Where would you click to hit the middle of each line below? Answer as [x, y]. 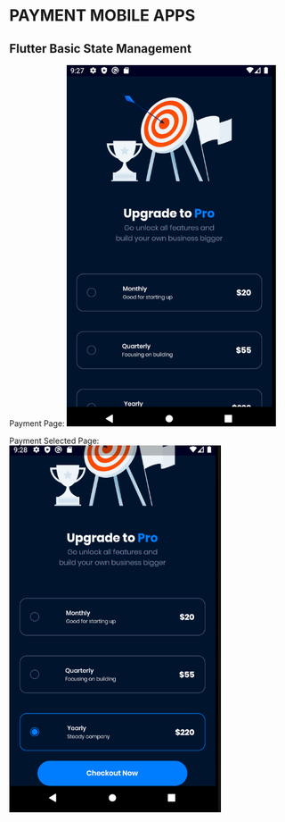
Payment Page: [37, 424]
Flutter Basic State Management [100, 49]
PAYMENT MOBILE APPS [102, 16]
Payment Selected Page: [54, 440]
